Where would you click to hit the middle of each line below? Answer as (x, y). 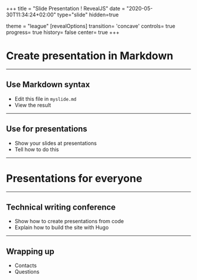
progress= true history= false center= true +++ (63, 32)
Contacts (26, 265)
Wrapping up (30, 251)
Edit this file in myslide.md (45, 98)
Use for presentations (47, 129)
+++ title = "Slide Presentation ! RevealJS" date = (66, 8)
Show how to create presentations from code (69, 221)
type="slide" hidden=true (88, 15)
